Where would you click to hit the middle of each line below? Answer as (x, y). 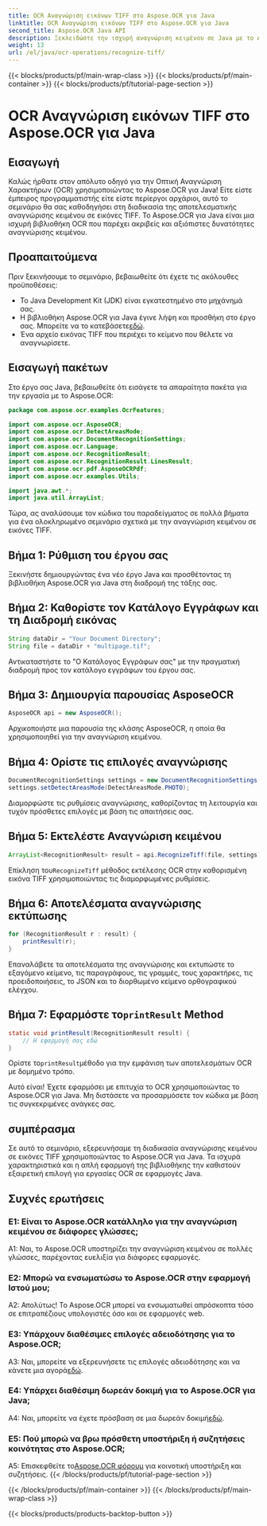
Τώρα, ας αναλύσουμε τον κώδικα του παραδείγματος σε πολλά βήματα (128, 513)
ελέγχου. (23, 990)
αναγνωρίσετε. (45, 343)
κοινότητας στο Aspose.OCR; (67, 1449)
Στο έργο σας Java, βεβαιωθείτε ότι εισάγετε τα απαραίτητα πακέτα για (128, 386)
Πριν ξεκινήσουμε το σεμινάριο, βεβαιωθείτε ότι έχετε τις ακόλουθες (124, 277)
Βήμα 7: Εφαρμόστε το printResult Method (116, 1015)
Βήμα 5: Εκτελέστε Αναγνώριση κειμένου (115, 836)
